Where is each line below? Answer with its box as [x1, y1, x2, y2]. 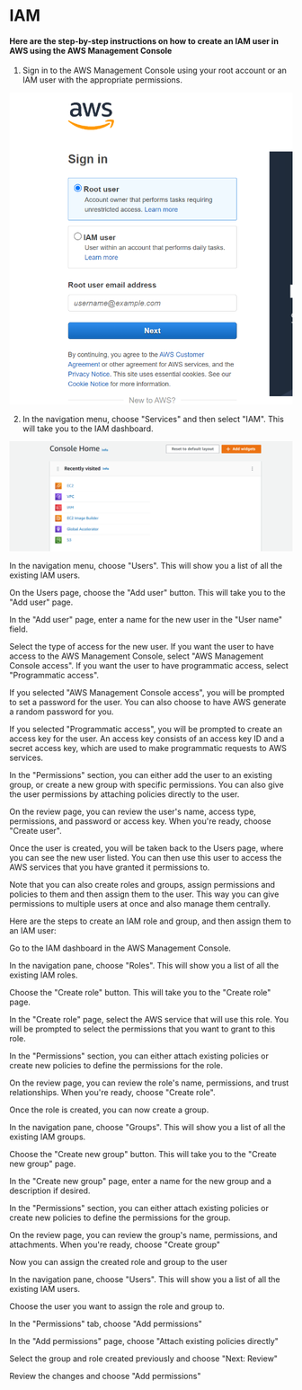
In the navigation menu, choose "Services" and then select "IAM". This [22, 414, 285, 425]
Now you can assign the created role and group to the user [9, 1257, 227, 1268]
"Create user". [9, 826, 62, 837]
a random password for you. [9, 706, 114, 717]
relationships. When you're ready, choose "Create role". [9, 1087, 216, 1098]
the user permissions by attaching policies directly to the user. [9, 789, 240, 800]
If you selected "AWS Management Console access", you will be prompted [9, 687, 285, 698]
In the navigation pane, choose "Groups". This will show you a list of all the [9, 1122, 286, 1133]
